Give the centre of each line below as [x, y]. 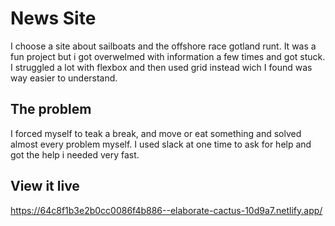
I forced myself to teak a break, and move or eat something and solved [156, 133]
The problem [51, 109]
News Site [53, 18]
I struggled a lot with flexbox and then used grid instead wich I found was [161, 67]
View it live [45, 186]
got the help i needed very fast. [75, 154]
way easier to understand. [64, 78]
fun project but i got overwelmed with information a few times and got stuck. [168, 56]
